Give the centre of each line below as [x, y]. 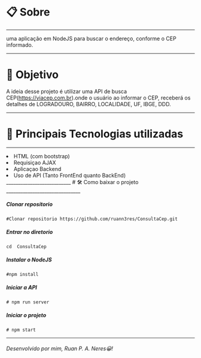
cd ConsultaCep [26, 246]
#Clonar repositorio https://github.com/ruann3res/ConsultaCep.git [92, 219]
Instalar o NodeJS [29, 260]
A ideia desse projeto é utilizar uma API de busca [67, 91]
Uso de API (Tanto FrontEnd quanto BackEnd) [70, 175]
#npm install [22, 274]
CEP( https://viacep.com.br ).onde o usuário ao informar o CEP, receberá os [98, 98]
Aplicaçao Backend [38, 169]
